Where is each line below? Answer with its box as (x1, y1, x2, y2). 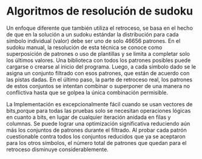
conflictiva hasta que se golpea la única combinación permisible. (6, 89, 169, 96)
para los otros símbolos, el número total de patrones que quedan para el (6, 139, 187, 146)
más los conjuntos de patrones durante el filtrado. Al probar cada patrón (6, 126, 187, 134)
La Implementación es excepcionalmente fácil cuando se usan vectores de (6, 100, 193, 107)
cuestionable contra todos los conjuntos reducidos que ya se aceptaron (6, 132, 186, 140)
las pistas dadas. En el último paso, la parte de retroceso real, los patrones (6, 76, 193, 83)
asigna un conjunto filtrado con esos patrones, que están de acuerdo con (6, 69, 190, 76)
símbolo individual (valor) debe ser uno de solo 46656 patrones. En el (6, 37, 181, 44)
